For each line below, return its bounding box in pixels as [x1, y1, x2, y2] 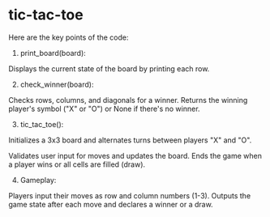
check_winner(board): [19, 79, 94, 89]
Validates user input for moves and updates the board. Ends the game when [8, 151, 262, 160]
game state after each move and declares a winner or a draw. [8, 199, 213, 209]
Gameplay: [19, 175, 57, 185]
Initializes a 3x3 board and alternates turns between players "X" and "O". [8, 135, 252, 145]
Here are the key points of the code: [8, 32, 129, 42]
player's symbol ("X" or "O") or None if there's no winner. [8, 104, 200, 113]
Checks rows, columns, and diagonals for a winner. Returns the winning [8, 95, 248, 104]
